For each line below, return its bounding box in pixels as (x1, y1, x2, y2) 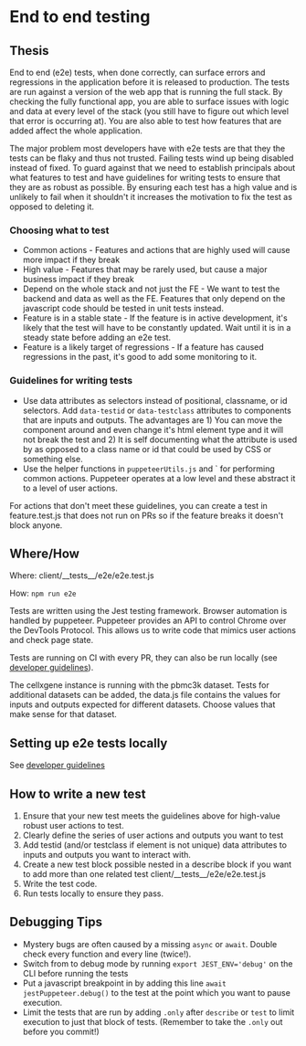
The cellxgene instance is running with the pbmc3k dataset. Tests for (9, 680, 269, 691)
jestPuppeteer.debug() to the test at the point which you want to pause (22, 987, 290, 998)
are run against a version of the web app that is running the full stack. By (9, 87, 283, 97)
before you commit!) (22, 1026, 100, 1037)
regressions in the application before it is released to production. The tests (9, 77, 290, 88)
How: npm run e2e (9, 587, 77, 599)
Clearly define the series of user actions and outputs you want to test (22, 829, 284, 841)
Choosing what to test (9, 224, 110, 237)
